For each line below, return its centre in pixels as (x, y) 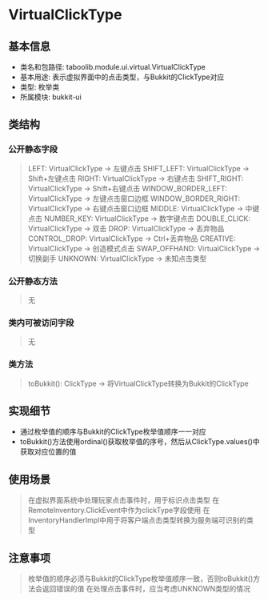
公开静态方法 (33, 281)
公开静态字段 (33, 150)
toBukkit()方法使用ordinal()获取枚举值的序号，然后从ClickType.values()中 (140, 442)
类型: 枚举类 (40, 87)
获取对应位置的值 (48, 452)
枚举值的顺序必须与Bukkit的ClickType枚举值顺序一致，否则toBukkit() (140, 579)
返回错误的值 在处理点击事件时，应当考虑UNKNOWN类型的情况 (146, 589)
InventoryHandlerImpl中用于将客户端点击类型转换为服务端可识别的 (137, 520)
